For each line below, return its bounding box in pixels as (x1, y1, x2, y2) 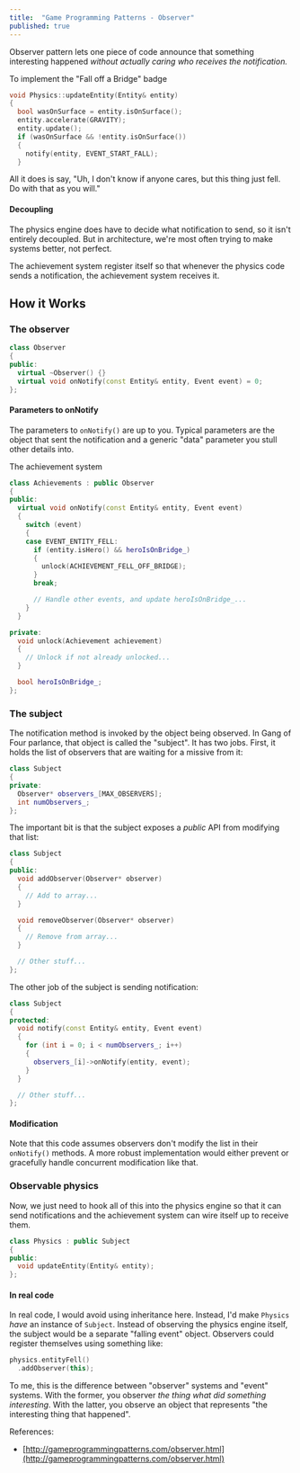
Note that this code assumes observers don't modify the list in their (9, 1138, 259, 1149)
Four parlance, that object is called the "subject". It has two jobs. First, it (9, 737, 276, 748)
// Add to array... (25, 891, 99, 900)
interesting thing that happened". (9, 1409, 131, 1420)
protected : (9, 1015, 50, 1025)
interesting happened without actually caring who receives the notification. (9, 56, 287, 67)
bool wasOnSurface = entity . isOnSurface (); (17, 107, 182, 117)
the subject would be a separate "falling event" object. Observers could (9, 1328, 274, 1340)
